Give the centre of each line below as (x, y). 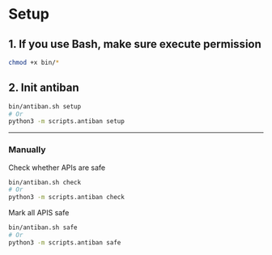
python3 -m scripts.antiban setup (67, 121)
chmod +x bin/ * (34, 62)
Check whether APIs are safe (57, 168)
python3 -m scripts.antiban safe (65, 242)
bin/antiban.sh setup (45, 106)
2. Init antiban (44, 88)
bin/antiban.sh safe (43, 227)
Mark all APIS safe (39, 213)
